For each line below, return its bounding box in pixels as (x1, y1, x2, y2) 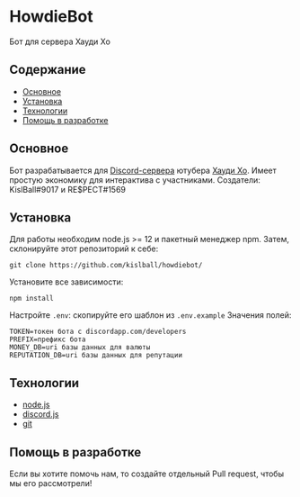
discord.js (22, 409, 59, 420)
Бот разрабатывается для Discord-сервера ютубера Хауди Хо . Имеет (9, 165, 277, 176)
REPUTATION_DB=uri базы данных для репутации (9, 351, 182, 360)
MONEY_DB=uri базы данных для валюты (9, 343, 151, 352)
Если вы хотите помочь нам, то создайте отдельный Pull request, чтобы (9, 468, 285, 479)
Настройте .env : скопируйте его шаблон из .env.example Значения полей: (9, 310, 292, 321)
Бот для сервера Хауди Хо (9, 36, 110, 47)
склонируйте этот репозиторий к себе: (9, 243, 159, 254)
